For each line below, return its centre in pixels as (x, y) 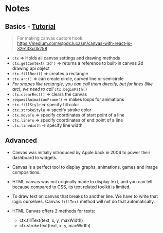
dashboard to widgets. (35, 157)
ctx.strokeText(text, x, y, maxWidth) (55, 225)
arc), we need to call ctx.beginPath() (50, 89)
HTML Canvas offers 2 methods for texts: (54, 211)
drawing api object (31, 68)
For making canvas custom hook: (50, 38)
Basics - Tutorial (30, 27)
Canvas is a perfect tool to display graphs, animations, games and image (85, 167)
